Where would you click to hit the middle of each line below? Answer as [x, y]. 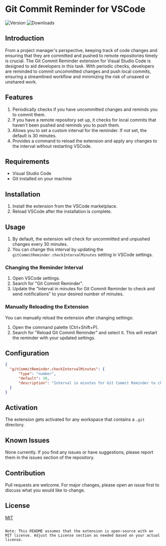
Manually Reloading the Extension [47, 307]
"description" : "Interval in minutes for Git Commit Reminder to [87, 383]
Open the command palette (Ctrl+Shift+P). [55, 327]
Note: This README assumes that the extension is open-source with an [79, 531]
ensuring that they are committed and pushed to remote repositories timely [82, 55]
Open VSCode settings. [36, 278]
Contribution [25, 473]
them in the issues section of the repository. [50, 457]
